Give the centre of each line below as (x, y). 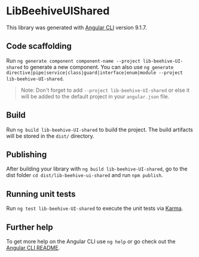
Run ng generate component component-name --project (73, 60)
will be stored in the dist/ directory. (50, 136)
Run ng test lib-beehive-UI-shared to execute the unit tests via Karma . (95, 208)
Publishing (27, 154)
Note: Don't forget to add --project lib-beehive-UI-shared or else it (105, 90)
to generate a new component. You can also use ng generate (99, 67)
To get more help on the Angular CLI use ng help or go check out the (91, 241)
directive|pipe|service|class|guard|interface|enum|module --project (95, 73)
